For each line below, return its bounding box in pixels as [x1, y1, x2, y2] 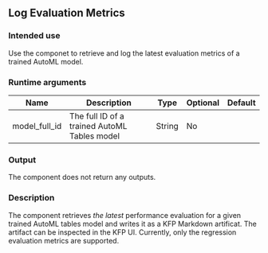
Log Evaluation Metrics [8, 6, 125, 20]
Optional [186, 97, 220, 108]
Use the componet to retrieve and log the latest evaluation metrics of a [8, 48, 241, 58]
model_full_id [12, 120, 62, 131]
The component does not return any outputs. [8, 173, 156, 182]
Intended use [8, 30, 61, 41]
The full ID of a [69, 111, 125, 122]
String [156, 120, 179, 131]
